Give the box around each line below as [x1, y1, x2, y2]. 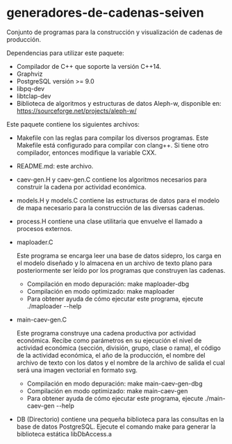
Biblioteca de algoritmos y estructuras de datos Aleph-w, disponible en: [16, 99, 222, 107]
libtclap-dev [16, 92, 51, 100]
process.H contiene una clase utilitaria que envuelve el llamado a [16, 217, 203, 225]
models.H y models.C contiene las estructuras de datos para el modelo [16, 196, 220, 205]
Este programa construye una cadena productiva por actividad [16, 328, 196, 337]
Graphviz [16, 70, 43, 78]
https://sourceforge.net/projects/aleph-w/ [16, 106, 137, 115]
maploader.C [16, 238, 53, 246]
